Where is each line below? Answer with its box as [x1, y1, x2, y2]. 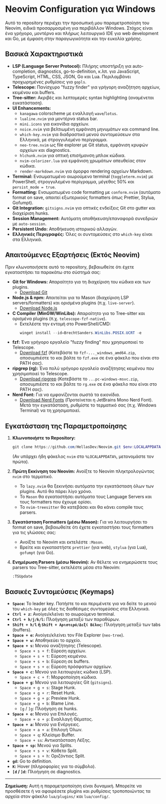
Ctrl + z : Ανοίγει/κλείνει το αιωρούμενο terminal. [12, 611, 115, 617]
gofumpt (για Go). [19, 550, 55, 556]
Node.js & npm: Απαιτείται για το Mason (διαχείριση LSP [12, 294, 129, 300]
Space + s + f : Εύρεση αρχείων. [19, 648, 86, 654]
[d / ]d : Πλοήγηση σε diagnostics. [12, 768, 82, 774]
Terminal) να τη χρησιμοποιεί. [19, 407, 81, 413]
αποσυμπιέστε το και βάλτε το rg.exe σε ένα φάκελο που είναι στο [19, 381, 157, 387]
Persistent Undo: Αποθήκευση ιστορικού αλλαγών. [12, 226, 118, 232]
